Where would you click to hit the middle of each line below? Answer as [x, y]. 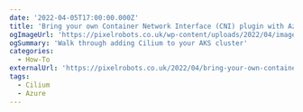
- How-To [34, 60]
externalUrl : [34, 69]
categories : [32, 51]
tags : [19, 77]
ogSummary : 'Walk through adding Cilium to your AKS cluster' [129, 43]
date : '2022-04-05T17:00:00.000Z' [74, 18]
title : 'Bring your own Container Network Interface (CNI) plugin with [147, 26]
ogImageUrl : [32, 34]
